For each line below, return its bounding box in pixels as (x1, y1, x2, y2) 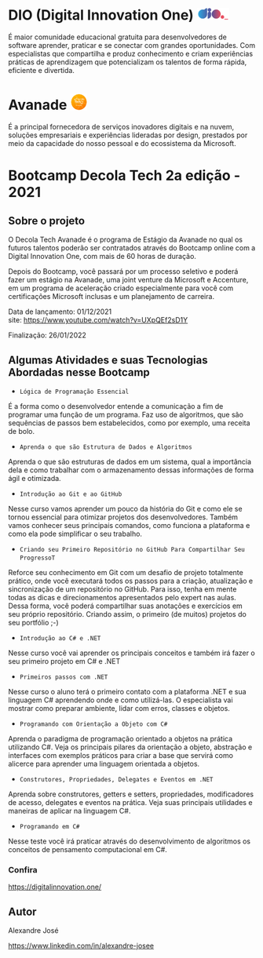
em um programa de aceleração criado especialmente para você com (8, 283, 234, 293)
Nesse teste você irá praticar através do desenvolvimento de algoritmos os (8, 836, 251, 846)
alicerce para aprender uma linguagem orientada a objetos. (8, 759, 200, 769)
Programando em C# (19, 823, 80, 831)
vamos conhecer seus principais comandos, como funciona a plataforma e (8, 521, 250, 530)
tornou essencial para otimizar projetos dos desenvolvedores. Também (8, 512, 238, 522)
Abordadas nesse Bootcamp (8, 366, 151, 379)
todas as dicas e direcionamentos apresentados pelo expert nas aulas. (8, 593, 237, 603)
